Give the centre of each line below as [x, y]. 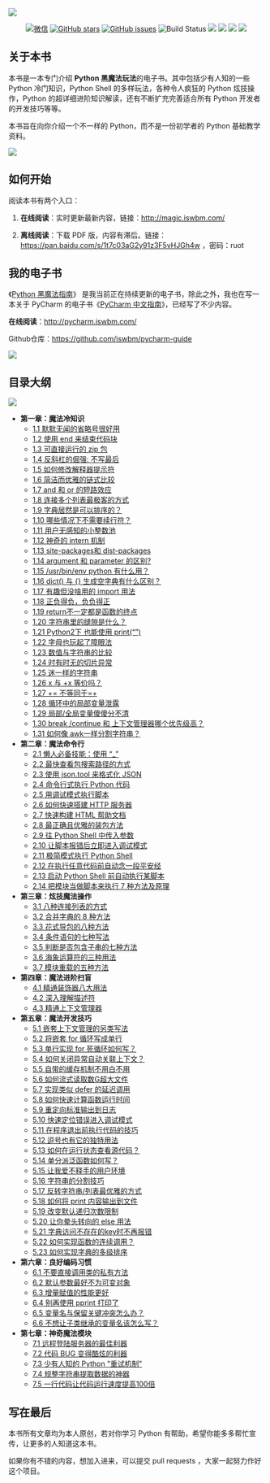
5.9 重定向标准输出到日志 [74, 1110]
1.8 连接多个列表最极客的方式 [81, 500]
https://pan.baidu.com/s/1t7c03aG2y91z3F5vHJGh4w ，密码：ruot [132, 245]
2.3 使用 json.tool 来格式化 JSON [87, 774]
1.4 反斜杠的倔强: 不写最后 [76, 459]
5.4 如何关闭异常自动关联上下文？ [88, 1059]
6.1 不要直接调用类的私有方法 [80, 1272]
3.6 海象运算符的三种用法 [74, 957]
